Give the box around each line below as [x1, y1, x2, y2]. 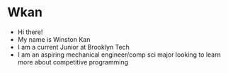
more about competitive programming [17, 57, 129, 66]
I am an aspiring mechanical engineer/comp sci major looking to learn [17, 50, 221, 59]
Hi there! [17, 28, 43, 36]
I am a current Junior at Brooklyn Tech [17, 43, 130, 51]
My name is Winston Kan [17, 35, 91, 43]
